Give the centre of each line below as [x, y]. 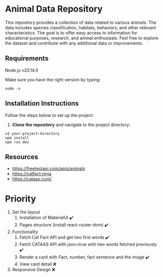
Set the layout [26, 212]
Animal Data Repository [54, 9]
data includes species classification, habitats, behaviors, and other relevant [81, 27]
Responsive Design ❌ [34, 270]
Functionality [25, 232]
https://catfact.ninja [32, 174]
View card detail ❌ [38, 264]
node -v [13, 89]
